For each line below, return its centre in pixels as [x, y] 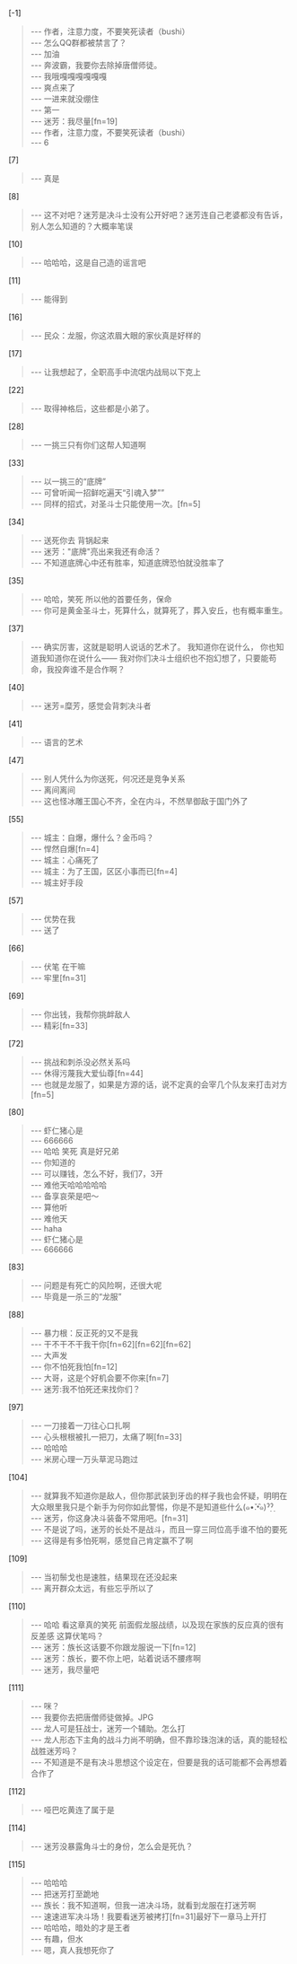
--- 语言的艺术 [57, 742]
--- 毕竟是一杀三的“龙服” [76, 1297]
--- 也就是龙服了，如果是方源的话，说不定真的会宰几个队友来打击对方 [159, 1084]
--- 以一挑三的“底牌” [68, 481]
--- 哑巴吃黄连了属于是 [73, 1810]
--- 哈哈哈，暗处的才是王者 [80, 1928]
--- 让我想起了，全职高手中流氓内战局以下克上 [116, 372]
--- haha [46, 1228]
